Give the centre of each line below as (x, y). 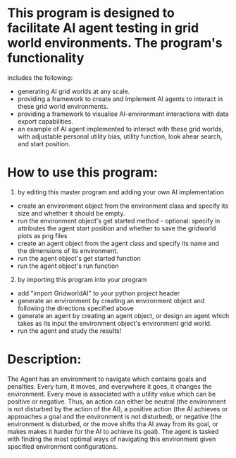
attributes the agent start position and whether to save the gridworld (117, 228)
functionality (46, 58)
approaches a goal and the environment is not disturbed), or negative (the (114, 416)
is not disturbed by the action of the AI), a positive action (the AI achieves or (118, 409)
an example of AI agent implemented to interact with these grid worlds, (120, 129)
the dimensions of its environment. (68, 251)
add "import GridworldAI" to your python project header (99, 293)
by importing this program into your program (82, 279)
